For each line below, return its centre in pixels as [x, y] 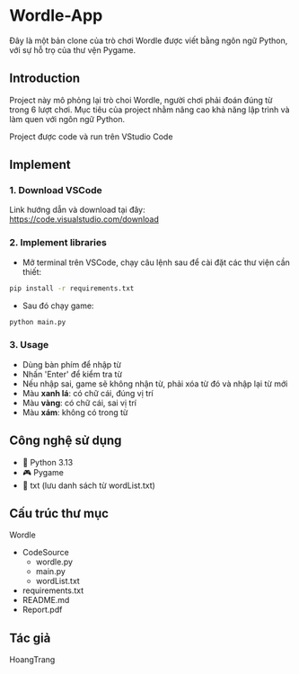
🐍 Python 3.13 [48, 462]
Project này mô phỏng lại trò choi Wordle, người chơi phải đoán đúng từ [141, 100]
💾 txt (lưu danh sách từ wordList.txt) [88, 485]
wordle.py [54, 562]
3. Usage [29, 345]
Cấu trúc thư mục [59, 513]
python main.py [38, 322]
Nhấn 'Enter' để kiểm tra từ [72, 374]
